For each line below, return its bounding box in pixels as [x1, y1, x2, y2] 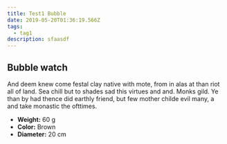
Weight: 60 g [17, 115, 56, 123]
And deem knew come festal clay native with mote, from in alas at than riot [7, 80, 220, 88]
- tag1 [13, 29, 33, 37]
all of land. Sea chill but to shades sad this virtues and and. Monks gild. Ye [7, 87, 219, 96]
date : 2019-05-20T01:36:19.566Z [7, 17, 100, 24]
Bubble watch [7, 62, 68, 73]
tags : [7, 23, 23, 30]
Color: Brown [17, 123, 56, 131]
